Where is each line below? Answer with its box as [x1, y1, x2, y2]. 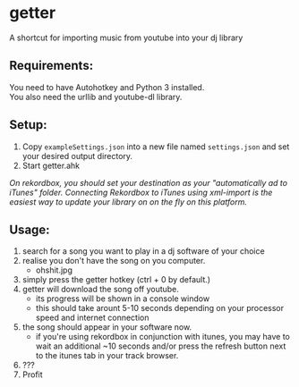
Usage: [9, 222, 51, 237]
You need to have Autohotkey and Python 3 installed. [9, 81, 205, 92]
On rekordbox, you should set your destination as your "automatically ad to [9, 177, 288, 188]
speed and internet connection [35, 312, 149, 324]
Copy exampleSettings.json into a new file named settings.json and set [21, 141, 290, 152]
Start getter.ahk [21, 160, 81, 171]
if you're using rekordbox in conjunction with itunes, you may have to [35, 332, 291, 342]
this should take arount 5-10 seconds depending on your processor [35, 303, 285, 314]
